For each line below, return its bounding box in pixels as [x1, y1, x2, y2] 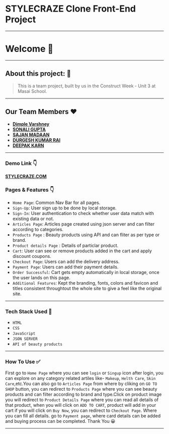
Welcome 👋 [5, 43, 54, 55]
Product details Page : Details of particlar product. [12, 243, 119, 249]
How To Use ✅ [5, 358, 41, 365]
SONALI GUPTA [12, 126, 46, 132]
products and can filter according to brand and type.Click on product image [5, 391, 162, 397]
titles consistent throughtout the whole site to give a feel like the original [12, 286, 162, 292]
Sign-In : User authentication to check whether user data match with [12, 210, 154, 216]
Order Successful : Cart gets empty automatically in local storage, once [12, 269, 159, 276]
